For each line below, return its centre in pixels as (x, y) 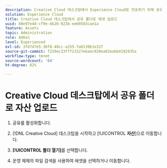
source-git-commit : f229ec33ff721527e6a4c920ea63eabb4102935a (71, 51)
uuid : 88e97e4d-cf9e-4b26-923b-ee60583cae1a (52, 24)
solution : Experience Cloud (34, 14)
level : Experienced (25, 42)
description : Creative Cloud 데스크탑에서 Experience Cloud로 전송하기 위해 (80, 10)
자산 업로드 (36, 108)
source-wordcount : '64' (30, 61)
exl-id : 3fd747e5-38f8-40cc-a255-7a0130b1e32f (54, 47)
